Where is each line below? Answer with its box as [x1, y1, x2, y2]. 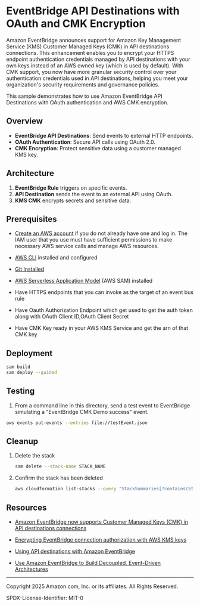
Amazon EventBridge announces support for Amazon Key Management [6, 36, 182, 44]
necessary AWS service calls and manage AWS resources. [14, 243, 159, 250]
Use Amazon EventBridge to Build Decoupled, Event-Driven [14, 559, 161, 566]
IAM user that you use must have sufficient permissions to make [14, 236, 173, 243]
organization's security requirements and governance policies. [6, 81, 160, 88]
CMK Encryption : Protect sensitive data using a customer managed [14, 144, 182, 151]
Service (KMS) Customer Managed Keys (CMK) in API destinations [6, 43, 170, 50]
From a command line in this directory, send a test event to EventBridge [14, 401, 190, 409]
